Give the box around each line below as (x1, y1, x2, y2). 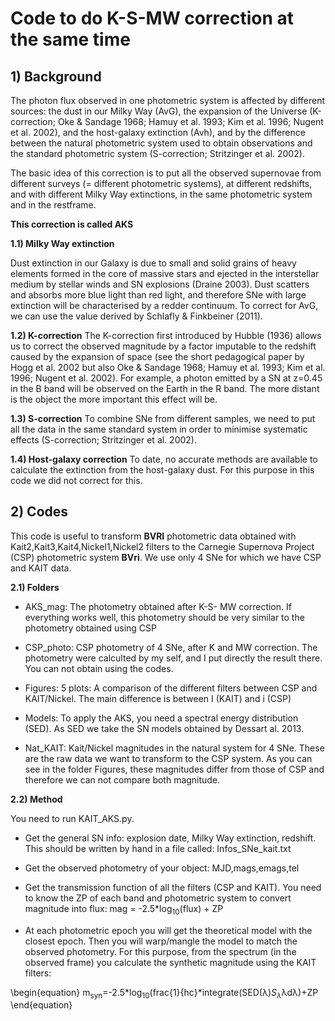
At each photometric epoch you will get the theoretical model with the (24, 924, 313, 936)
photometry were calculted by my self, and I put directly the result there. (24, 652, 323, 664)
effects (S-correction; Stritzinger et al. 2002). (10, 434, 197, 446)
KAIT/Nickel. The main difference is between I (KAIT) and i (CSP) (24, 692, 292, 704)
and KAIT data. (10, 562, 72, 574)
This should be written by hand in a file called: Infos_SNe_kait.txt (24, 842, 292, 854)
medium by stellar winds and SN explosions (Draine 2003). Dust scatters (10, 278, 310, 290)
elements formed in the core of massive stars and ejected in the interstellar (10, 268, 320, 279)
